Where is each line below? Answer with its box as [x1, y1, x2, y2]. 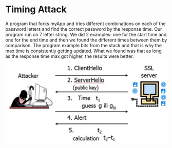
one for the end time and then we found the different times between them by [5, 37, 167, 43]
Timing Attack [5, 4, 67, 15]
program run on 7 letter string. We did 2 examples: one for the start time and [5, 31, 167, 37]
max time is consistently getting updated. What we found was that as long [5, 48, 162, 54]
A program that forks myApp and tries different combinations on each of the [5, 20, 166, 27]
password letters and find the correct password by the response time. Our [5, 26, 162, 32]
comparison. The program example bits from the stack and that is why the [5, 42, 162, 48]
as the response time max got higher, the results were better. [5, 53, 135, 59]
